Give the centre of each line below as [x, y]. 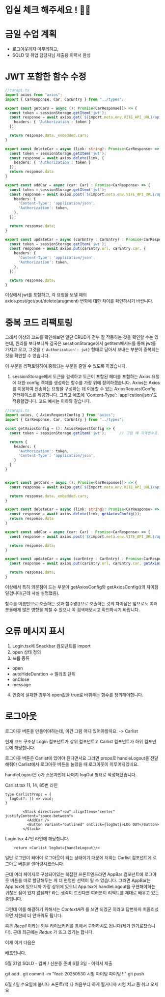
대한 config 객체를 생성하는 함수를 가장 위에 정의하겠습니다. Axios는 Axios [89, 383]
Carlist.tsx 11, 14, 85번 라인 [31, 785]
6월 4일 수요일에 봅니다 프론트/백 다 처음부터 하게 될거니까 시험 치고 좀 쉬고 [77, 984]
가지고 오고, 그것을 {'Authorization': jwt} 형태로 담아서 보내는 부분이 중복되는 [82, 350]
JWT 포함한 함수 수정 [46, 77]
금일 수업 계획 [31, 34]
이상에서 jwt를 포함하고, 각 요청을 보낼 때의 [46, 295]
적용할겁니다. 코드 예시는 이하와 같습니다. [52, 401]
